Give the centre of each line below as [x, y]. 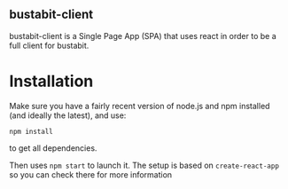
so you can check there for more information [91, 174]
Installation [51, 81]
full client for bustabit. [49, 45]
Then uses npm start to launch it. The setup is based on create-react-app [144, 165]
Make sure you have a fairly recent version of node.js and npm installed [140, 106]
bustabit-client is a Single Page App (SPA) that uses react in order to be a [143, 35]
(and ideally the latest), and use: [68, 115]
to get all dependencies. [53, 148]
